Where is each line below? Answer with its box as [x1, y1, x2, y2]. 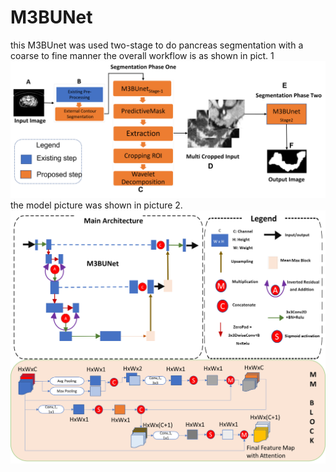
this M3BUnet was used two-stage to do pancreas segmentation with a [10, 39, 304, 51]
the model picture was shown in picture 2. [10, 199, 183, 211]
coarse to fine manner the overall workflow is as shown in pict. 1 [10, 49, 275, 61]
